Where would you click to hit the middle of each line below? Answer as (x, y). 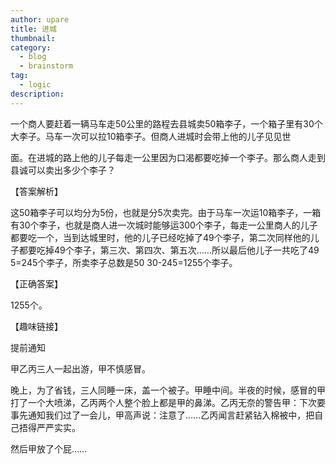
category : (31, 47)
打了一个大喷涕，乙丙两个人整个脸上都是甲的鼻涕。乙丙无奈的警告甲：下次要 (168, 402)
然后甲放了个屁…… (49, 448)
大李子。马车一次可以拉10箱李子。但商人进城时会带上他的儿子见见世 (151, 136)
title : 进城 (33, 29)
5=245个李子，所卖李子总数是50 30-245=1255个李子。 (124, 262)
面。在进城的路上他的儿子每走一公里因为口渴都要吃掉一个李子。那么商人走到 (168, 157)
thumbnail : (33, 38)
